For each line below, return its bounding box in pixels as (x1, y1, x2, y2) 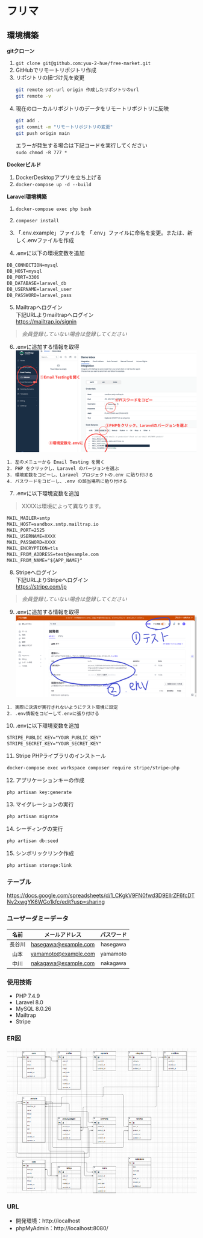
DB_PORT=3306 (7, 274, 40, 281)
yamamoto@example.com (30, 950, 95, 957)
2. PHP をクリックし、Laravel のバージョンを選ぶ (7, 466, 119, 472)
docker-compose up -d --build (15, 182, 92, 188)
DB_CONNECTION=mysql (7, 262, 59, 269)
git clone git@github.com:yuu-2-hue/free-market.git (15, 60, 151, 66)
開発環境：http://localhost (15, 1217, 80, 1224)
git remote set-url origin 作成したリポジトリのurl (15, 87, 139, 93)
